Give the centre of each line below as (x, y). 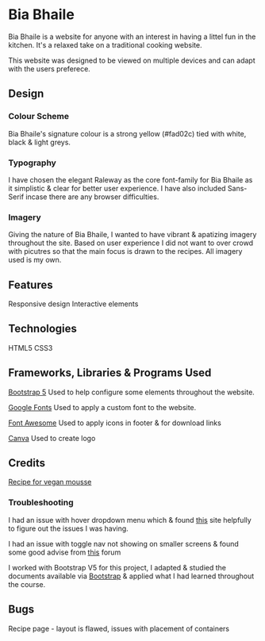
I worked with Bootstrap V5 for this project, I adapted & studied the (117, 567)
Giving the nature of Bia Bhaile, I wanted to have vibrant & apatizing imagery (132, 235)
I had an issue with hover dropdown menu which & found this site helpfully (130, 520)
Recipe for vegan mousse (50, 482)
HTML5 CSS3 (31, 347)
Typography (33, 163)
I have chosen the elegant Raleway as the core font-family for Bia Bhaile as (131, 179)
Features (31, 284)
